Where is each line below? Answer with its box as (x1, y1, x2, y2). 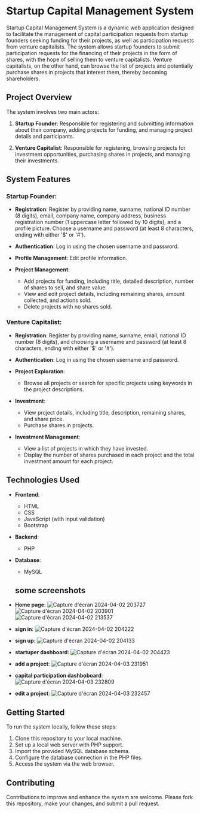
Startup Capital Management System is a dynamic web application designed (6, 24, 194, 31)
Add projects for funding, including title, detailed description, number (23, 277, 194, 285)
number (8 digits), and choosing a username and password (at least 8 (14, 338, 187, 345)
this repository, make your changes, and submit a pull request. (6, 800, 160, 807)
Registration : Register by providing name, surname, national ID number (14, 205, 191, 213)
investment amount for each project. (23, 457, 113, 465)
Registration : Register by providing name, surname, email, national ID (14, 331, 186, 339)
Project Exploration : (14, 367, 66, 375)
